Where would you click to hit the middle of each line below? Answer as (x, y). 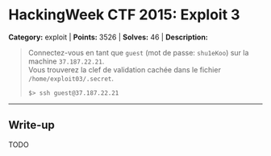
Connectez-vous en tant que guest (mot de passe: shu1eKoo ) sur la (138, 52)
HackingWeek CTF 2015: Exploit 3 (124, 15)
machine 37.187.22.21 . (66, 61)
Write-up (31, 125)
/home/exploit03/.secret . (71, 78)
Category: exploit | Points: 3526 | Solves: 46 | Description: (108, 37)
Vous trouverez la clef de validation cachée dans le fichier (125, 69)
